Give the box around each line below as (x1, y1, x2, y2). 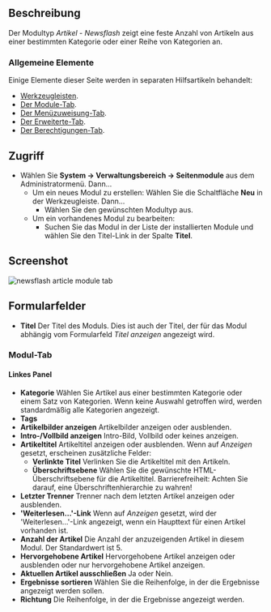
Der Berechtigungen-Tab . (19, 126, 105, 135)
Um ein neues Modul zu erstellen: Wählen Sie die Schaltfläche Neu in (32, 187, 263, 197)
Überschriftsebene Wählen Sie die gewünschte (32, 465, 192, 475)
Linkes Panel (8, 370, 53, 379)
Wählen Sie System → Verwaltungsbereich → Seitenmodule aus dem (19, 170, 255, 180)
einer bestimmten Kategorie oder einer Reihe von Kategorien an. (8, 36, 223, 46)
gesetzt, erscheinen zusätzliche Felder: (19, 447, 152, 457)
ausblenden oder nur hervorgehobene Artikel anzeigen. (19, 559, 205, 570)
